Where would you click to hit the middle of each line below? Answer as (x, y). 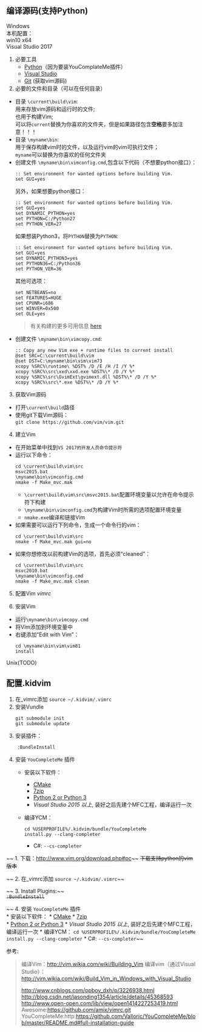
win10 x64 (19, 40)
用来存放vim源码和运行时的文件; (55, 109)
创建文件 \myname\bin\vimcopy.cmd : (59, 339)
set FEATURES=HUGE (38, 298)
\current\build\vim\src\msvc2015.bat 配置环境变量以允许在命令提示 (109, 494)
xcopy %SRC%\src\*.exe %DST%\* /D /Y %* (67, 382)
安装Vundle (29, 707)
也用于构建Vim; (34, 116)
